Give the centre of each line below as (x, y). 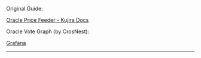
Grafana (16, 43)
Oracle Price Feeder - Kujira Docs (48, 20)
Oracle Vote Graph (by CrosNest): (48, 31)
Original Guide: (25, 9)
